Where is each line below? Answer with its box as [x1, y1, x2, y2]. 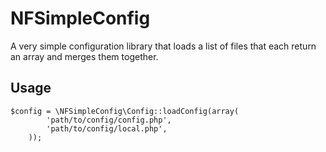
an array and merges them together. [10, 50, 159, 62]
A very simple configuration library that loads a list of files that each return [10, 40, 317, 52]
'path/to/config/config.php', [46, 115, 172, 125]
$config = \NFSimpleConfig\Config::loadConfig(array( [10, 106, 240, 116]
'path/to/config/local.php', [46, 123, 168, 134]
